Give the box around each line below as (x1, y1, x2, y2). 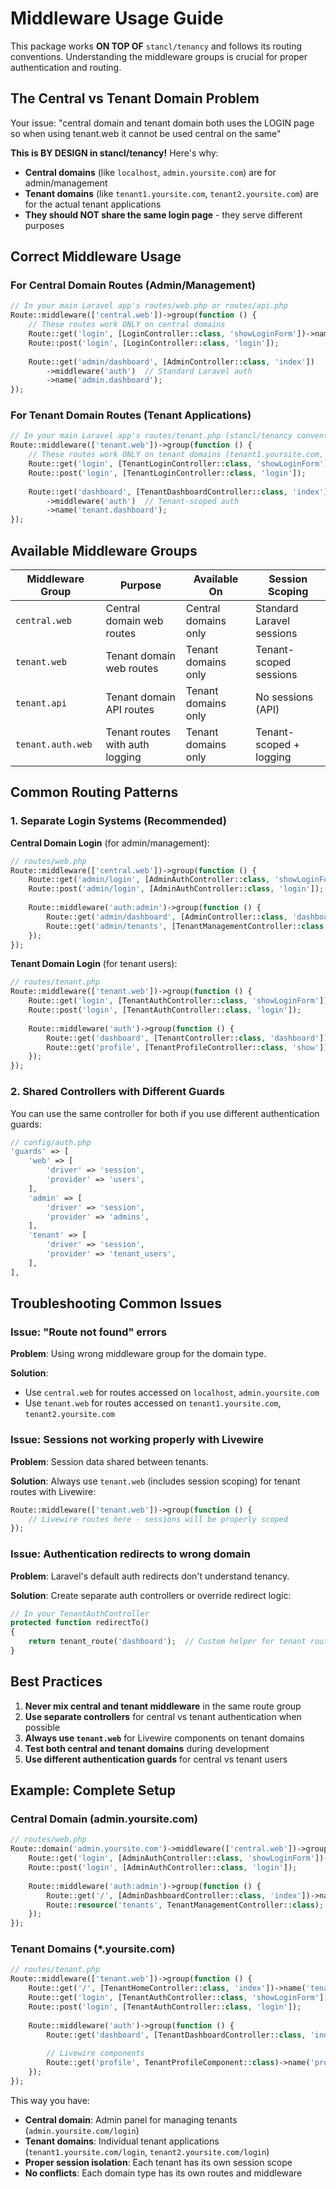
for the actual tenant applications (24, 198, 162, 210)
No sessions (255, 690, 314, 704)
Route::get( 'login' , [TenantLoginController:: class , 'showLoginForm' (28, 459, 325, 469)
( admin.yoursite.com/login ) (24, 2124, 140, 2136)
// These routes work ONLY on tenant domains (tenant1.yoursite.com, (28, 450, 325, 460)
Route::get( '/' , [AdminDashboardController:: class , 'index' (46, 1890, 302, 1901)
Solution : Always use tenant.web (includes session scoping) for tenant (10, 1475, 301, 1487)
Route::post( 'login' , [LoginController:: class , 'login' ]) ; (28, 338, 280, 348)
